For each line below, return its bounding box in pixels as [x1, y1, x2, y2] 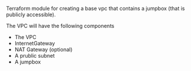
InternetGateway [14, 40, 55, 47]
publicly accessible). [6, 11, 56, 18]
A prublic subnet [14, 52, 55, 59]
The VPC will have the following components [6, 23, 115, 29]
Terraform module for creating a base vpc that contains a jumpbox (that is [6, 5, 185, 12]
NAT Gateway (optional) [14, 46, 73, 53]
